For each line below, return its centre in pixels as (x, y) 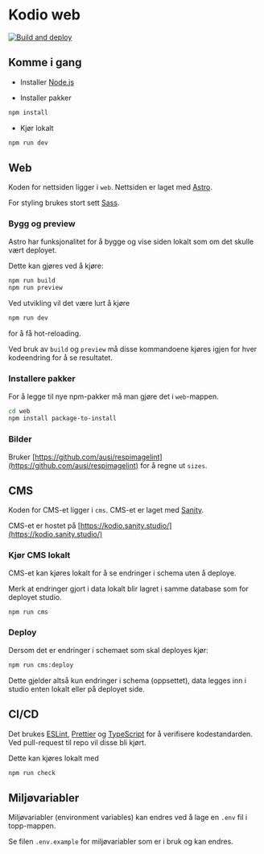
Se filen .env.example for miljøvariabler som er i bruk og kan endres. (121, 842)
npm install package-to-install (62, 419)
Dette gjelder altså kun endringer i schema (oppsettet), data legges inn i (128, 680)
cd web (19, 411)
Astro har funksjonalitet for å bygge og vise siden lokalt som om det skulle (131, 241)
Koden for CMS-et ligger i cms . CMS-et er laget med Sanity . (106, 510)
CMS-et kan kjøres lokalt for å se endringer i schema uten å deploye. (122, 573)
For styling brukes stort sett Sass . (64, 203)
